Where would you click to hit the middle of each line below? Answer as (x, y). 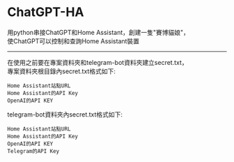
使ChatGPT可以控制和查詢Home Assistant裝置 (73, 41)
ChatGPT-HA (46, 12)
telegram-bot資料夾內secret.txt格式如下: (65, 114)
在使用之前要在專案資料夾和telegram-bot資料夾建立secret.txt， (97, 62)
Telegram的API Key (33, 151)
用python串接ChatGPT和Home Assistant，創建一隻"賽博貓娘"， (99, 32)
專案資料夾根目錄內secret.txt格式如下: (62, 71)
